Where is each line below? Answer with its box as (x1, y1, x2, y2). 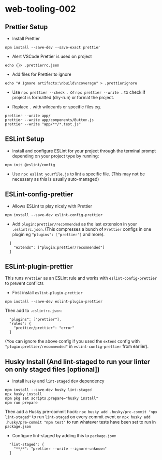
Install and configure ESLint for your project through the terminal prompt (12, 148, 156, 153)
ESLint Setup (5, 135, 45, 143)
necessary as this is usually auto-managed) (12, 176, 99, 182)
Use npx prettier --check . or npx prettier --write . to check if (12, 89, 146, 95)
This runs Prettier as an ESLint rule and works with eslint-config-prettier (5, 275, 157, 281)
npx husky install (5, 392, 42, 397)
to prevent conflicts (5, 280, 44, 286)
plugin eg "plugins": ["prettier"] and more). (12, 231, 105, 237)
